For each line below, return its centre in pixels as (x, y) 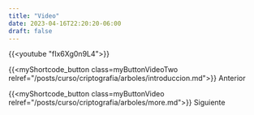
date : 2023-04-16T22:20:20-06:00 (65, 23)
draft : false (30, 31)
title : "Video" (34, 16)
